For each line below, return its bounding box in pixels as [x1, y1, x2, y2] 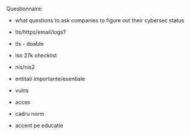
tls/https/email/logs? [14, 28, 66, 36]
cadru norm [14, 110, 45, 117]
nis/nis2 [14, 63, 35, 71]
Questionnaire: [6, 5, 43, 12]
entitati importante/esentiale [14, 75, 86, 82]
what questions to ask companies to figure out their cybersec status [14, 17, 185, 24]
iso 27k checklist [14, 52, 57, 59]
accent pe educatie [14, 122, 63, 129]
